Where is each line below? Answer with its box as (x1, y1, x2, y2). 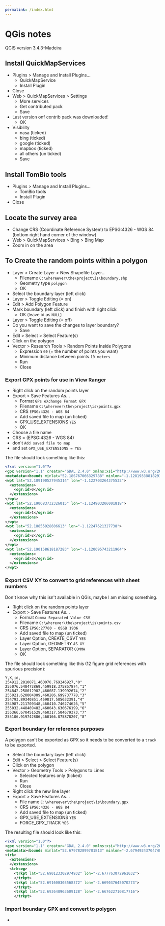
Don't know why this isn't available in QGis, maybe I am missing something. (5, 594, 158, 600)
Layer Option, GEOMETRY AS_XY (19, 640, 84, 646)
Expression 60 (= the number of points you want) (19, 348, 118, 354)
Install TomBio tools (5, 170, 67, 179)
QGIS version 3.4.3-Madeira (5, 45, 62, 51)
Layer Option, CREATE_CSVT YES (19, 635, 86, 641)
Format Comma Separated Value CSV (19, 614, 90, 620)
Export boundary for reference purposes (5, 726, 104, 733)
